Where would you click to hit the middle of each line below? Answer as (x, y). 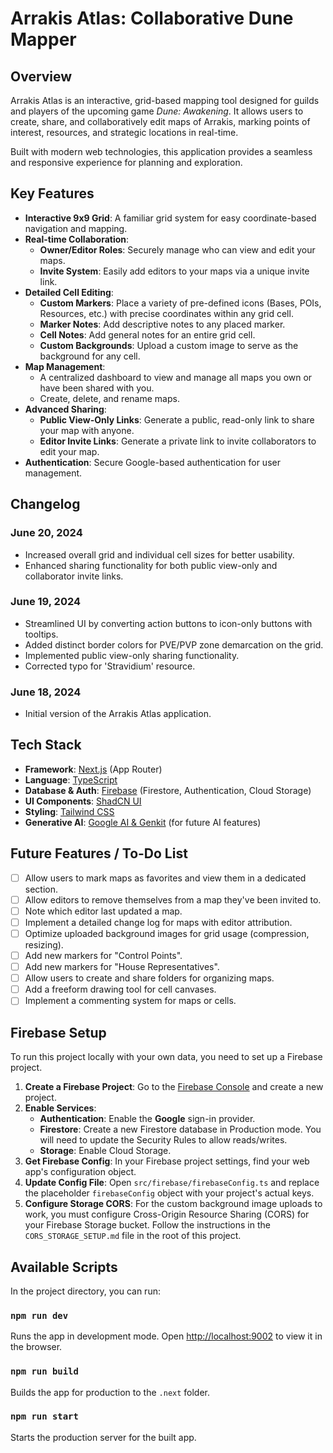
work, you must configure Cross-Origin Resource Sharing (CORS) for (167, 1214)
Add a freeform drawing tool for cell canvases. (120, 989)
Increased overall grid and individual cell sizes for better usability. (159, 554)
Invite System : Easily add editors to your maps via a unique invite (174, 271)
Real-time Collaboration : (77, 239)
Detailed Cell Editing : (69, 292)
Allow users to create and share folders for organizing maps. (149, 978)
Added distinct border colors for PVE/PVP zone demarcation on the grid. (174, 644)
